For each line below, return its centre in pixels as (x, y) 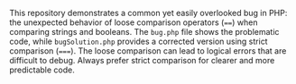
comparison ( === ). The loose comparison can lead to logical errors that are (148, 51)
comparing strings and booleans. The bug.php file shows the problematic (144, 32)
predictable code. (42, 70)
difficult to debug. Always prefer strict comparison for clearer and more (142, 60)
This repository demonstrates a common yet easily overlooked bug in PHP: (148, 13)
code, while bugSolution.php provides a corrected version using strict (139, 41)
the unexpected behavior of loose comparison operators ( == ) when (134, 22)
